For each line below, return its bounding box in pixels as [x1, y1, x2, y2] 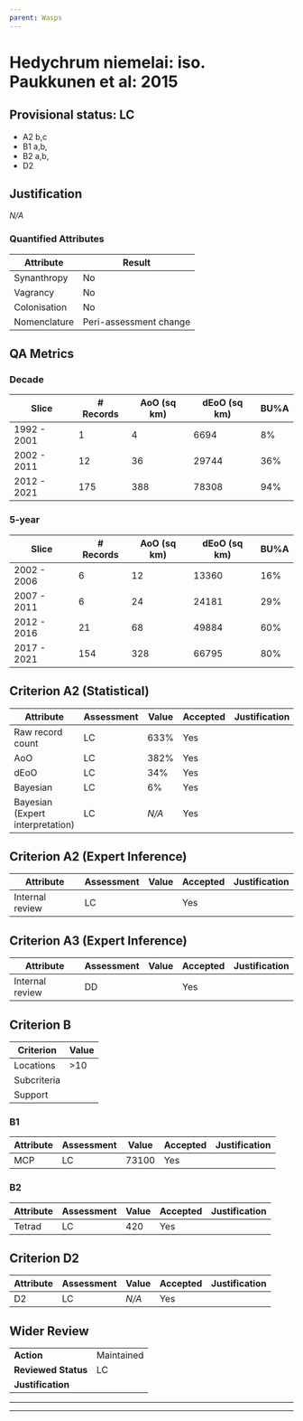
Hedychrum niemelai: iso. [9, 52, 206, 72]
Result [122, 256, 151, 268]
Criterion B [9, 1017, 72, 1032]
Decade [9, 373, 44, 386]
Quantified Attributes [9, 232, 105, 245]
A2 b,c [22, 131, 48, 142]
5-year [9, 513, 41, 526]
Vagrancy [14, 286, 55, 298]
